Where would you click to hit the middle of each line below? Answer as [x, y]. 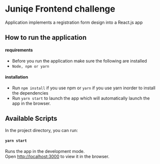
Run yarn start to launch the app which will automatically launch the [81, 98]
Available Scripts [31, 119]
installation [16, 77]
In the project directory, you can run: [41, 130]
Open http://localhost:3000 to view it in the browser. [57, 156]
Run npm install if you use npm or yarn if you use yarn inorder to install [84, 88]
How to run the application [46, 38]
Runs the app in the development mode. [45, 151]
